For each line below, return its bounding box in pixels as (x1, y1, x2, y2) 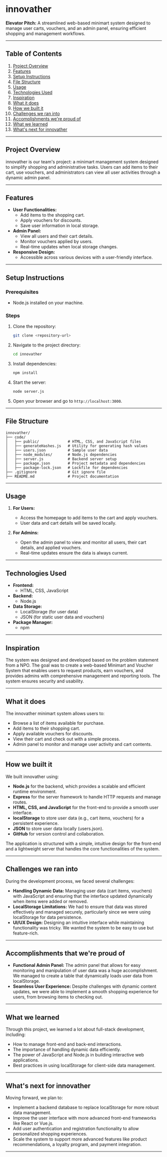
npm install (12, 370, 38, 375)
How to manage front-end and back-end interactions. (12, 1041, 122, 1047)
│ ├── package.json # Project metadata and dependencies (5, 461, 146, 466)
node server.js (12, 389, 45, 394)
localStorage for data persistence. (12, 914, 83, 920)
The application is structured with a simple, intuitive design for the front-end (5, 840, 162, 846)
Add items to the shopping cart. (20, 212, 85, 218)
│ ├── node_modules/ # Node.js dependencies (5, 452, 117, 457)
